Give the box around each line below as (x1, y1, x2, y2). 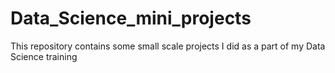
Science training (10, 50, 78, 62)
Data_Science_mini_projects (10, 7, 252, 30)
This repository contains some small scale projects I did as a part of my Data (10, 40, 326, 52)
